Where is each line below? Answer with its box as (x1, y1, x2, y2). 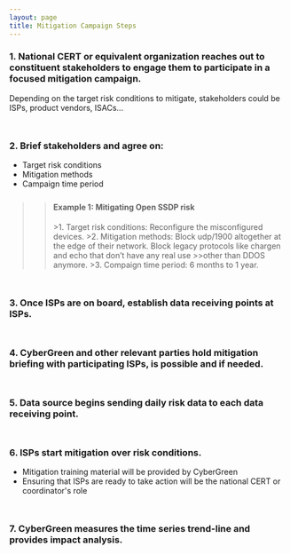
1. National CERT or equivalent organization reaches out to (9, 51, 265, 63)
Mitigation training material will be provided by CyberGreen (21, 467, 238, 478)
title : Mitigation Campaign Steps (9, 21, 137, 30)
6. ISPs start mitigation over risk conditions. (9, 446, 202, 458)
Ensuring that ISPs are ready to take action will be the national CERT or (21, 476, 281, 487)
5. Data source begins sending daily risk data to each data (9, 396, 264, 408)
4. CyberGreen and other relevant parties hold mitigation (9, 346, 259, 359)
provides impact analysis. (9, 534, 123, 546)
